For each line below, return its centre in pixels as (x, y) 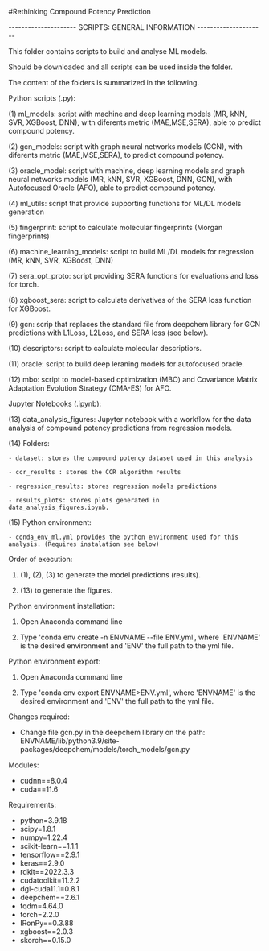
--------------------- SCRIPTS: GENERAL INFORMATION (102, 27)
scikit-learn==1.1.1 (49, 846)
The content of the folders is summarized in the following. (104, 83)
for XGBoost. (29, 308)
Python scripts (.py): (42, 98)
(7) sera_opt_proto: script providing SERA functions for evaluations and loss (133, 276)
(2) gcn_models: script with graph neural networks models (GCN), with (125, 147)
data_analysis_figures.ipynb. (59, 507)
